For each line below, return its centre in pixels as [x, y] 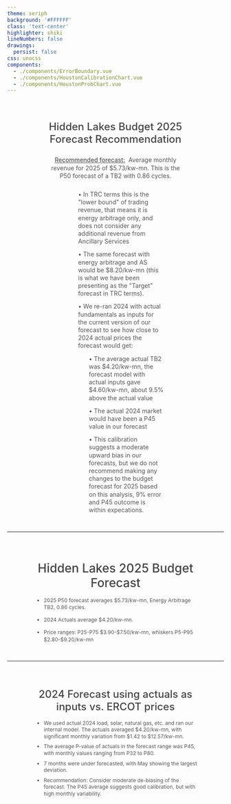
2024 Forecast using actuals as [115, 694]
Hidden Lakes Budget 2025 [115, 126]
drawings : [21, 45]
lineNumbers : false [35, 39]
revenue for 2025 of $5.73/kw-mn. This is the [115, 168]
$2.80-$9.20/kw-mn [69, 639]
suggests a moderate [119, 447]
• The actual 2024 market [125, 411]
